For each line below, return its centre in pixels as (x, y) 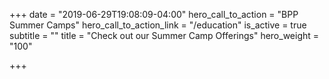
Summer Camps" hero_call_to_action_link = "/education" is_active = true (158, 25)
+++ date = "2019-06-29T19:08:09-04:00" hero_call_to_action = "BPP (154, 14)
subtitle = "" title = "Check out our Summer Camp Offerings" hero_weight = (164, 35)
